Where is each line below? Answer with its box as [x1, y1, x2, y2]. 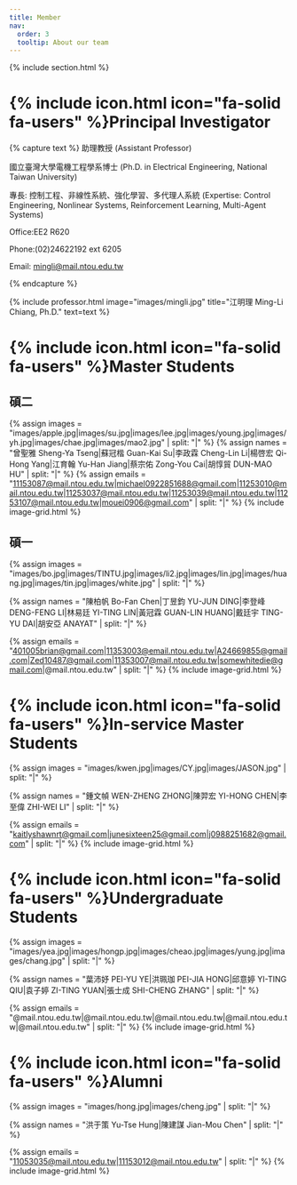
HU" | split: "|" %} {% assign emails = [9, 468, 146, 480]
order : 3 [17, 29, 50, 38]
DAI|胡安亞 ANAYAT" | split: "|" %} [21, 619, 148, 629]
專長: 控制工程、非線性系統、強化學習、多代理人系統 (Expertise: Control [9, 190, 271, 201]
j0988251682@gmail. [208, 829, 286, 839]
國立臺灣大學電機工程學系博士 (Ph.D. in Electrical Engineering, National [9, 162, 268, 172]
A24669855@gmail [216, 645, 288, 656]
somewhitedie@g [219, 655, 284, 665]
